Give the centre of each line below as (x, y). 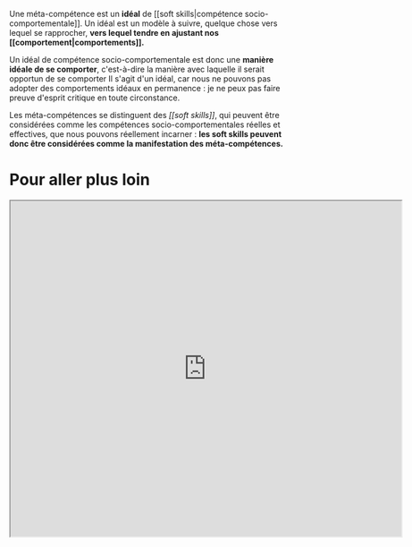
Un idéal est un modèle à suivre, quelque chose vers (181, 23)
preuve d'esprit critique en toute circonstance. (95, 98)
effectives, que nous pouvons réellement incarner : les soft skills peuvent (146, 134)
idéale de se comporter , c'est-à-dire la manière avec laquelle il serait (137, 69)
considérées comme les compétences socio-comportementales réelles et (145, 124)
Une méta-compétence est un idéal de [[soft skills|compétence (126, 14)
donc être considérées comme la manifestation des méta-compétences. (146, 144)
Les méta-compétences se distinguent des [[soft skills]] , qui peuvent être (144, 115)
